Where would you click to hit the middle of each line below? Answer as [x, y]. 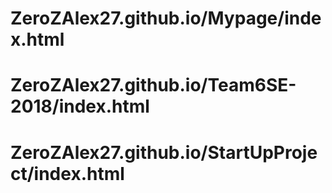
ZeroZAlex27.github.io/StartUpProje [164, 152]
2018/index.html [80, 106]
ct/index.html [67, 173]
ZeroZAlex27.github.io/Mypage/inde [166, 18]
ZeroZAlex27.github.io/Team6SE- [153, 85]
